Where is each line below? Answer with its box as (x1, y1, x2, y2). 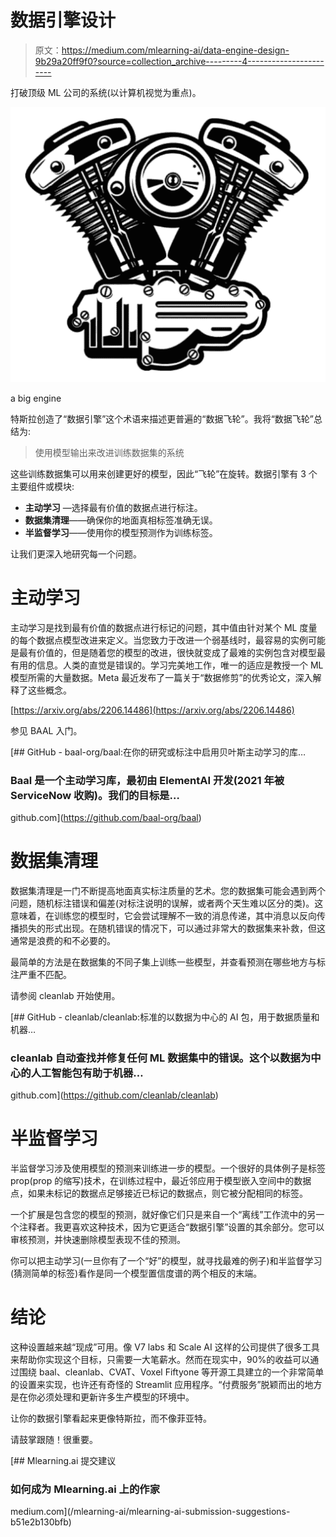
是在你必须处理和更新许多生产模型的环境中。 (10, 1391, 195, 1403)
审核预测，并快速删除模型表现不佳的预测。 (10, 1234, 186, 1246)
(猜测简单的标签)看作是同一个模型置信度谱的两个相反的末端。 (10, 1267, 263, 1280)
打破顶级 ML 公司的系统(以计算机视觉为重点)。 (10, 86, 202, 98)
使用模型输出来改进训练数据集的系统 (34, 446, 185, 458)
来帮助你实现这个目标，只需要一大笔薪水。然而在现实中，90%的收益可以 (10, 1354, 311, 1366)
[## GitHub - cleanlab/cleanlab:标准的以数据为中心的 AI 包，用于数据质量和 (10, 1011, 320, 1023)
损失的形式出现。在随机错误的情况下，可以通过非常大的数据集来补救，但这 (18, 922, 326, 934)
